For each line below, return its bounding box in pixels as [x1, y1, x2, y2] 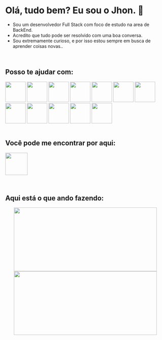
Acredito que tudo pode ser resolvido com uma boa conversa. [12, 32, 143, 38]
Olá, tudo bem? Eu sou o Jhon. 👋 [5, 5, 144, 16]
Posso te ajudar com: [5, 68, 74, 76]
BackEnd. [12, 27, 33, 33]
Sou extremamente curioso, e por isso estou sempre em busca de [12, 38, 151, 44]
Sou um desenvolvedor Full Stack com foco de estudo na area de [12, 21, 150, 28]
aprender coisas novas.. [12, 43, 63, 49]
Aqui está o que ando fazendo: [5, 194, 104, 202]
